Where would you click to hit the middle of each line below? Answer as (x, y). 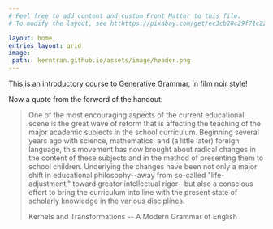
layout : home (30, 38)
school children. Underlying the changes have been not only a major (143, 166)
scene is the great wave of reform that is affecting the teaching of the (145, 123)
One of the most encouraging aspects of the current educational (136, 115)
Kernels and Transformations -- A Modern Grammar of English (133, 216)
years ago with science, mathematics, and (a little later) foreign (134, 141)
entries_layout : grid (45, 45)
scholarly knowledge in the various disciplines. (106, 201)
